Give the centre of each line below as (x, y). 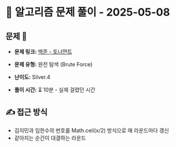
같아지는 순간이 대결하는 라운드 (50, 137)
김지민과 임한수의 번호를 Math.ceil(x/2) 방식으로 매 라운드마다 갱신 (92, 130)
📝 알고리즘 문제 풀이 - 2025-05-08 (88, 12)
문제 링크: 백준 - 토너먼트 (43, 52)
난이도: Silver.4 (32, 77)
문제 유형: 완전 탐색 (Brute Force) (53, 64)
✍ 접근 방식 (27, 112)
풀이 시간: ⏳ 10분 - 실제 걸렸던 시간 (55, 90)
